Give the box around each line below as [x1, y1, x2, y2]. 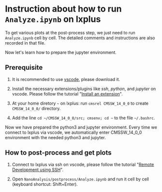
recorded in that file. [5, 40, 45, 46]
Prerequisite [5, 64, 43, 72]
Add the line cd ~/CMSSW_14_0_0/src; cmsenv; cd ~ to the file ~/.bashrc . [12, 115, 155, 121]
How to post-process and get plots [5, 149, 112, 157]
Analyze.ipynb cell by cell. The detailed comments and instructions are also [5, 35, 155, 41]
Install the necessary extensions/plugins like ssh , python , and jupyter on [12, 86, 156, 92]
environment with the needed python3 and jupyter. [5, 134, 106, 140]
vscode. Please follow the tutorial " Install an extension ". [12, 91, 123, 96]
